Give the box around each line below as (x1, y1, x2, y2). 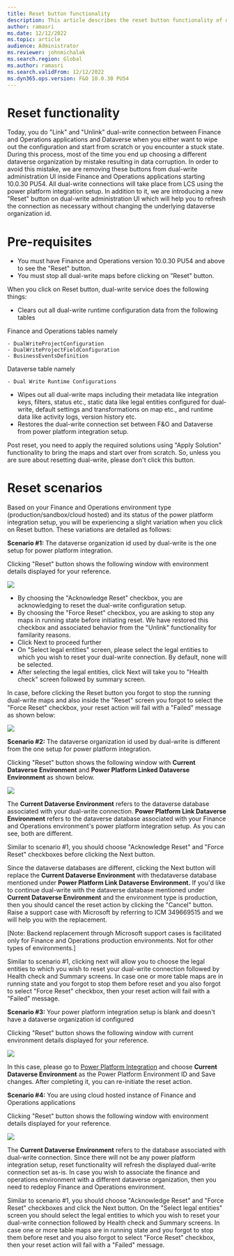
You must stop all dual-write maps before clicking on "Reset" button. (17, 272, 214, 280)
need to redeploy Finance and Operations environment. (7, 1183, 166, 1191)
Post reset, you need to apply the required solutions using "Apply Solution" (7, 441, 221, 449)
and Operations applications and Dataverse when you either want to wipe (7, 135, 218, 144)
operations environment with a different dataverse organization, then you (7, 1175, 217, 1184)
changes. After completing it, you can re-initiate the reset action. (7, 1078, 193, 1086)
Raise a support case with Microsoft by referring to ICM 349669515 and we (7, 908, 224, 917)
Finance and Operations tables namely (7, 327, 118, 335)
